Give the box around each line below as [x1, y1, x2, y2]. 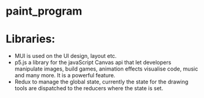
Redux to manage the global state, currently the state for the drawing [14, 78, 189, 86]
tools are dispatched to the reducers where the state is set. [14, 85, 163, 92]
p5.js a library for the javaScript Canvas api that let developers [14, 59, 172, 66]
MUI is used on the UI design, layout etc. [14, 52, 117, 60]
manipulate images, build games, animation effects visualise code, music [14, 65, 199, 72]
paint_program [5, 4, 82, 18]
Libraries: [5, 32, 56, 46]
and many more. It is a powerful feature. [14, 72, 115, 79]
